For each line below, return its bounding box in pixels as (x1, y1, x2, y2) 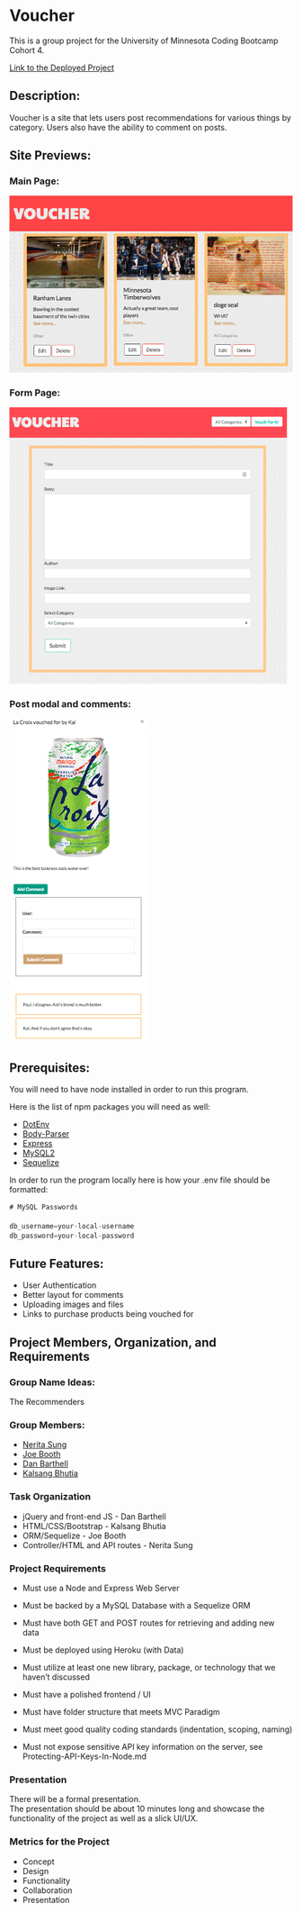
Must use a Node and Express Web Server (22, 1582, 180, 1593)
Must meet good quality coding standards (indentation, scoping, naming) (22, 1724, 293, 1735)
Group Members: (9, 1418, 85, 1431)
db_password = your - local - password (9, 1231, 135, 1240)
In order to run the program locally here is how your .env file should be (9, 1174, 271, 1185)
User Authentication (22, 1280, 97, 1291)
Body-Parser (22, 1128, 70, 1139)
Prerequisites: (9, 1060, 90, 1075)
